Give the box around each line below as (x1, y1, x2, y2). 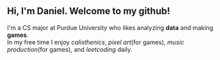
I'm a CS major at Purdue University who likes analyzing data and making (7, 23, 214, 31)
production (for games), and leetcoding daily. (7, 45, 133, 53)
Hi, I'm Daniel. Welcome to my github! (7, 5, 171, 17)
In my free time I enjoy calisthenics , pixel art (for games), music (7, 37, 184, 46)
